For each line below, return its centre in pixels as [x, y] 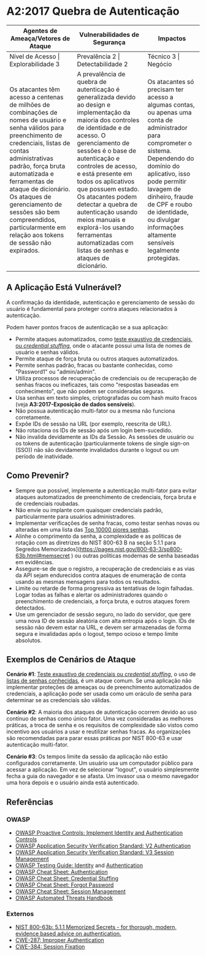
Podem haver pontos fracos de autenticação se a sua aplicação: [87, 327]
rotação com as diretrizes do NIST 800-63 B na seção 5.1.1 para [96, 542]
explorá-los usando [105, 227]
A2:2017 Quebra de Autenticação [93, 11]
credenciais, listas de [40, 143]
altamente [162, 235]
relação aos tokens [37, 235]
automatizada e [32, 174]
